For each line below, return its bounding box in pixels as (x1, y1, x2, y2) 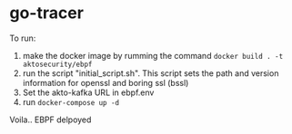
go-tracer (9, 3, 85, 24)
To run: (9, 33, 36, 43)
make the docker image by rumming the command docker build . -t (22, 50, 284, 61)
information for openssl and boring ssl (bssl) (22, 77, 189, 88)
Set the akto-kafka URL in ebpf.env (22, 87, 155, 98)
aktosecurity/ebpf (22, 60, 93, 69)
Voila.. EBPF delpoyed (9, 114, 92, 125)
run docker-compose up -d (22, 96, 120, 107)
